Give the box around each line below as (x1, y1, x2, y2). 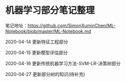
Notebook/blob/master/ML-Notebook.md (5, 28, 91, 34)
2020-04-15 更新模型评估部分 (5, 49, 68, 56)
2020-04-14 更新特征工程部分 (5, 39, 68, 45)
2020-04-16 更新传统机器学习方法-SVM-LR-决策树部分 (5, 60, 121, 66)
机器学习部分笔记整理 (5, 5, 95, 16)
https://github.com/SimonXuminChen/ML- (28, 22, 116, 29)
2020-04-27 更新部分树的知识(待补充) (5, 71, 85, 77)
